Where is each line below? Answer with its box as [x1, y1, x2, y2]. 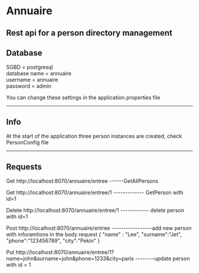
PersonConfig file [6, 139, 49, 146]
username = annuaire [6, 76, 59, 84]
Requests [6, 161, 42, 172]
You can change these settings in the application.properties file [6, 94, 161, 101]
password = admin [6, 82, 52, 90]
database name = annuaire [6, 70, 72, 77]
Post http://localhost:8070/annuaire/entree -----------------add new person [6, 224, 192, 232]
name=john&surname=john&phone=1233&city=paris [6, 255, 134, 262]
